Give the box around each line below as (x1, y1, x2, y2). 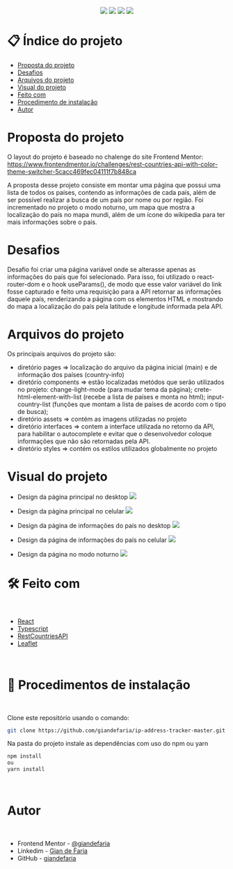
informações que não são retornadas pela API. (17, 437, 151, 445)
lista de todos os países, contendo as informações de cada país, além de (7, 188, 216, 196)
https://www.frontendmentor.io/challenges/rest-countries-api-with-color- (7, 160, 218, 168)
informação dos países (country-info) (17, 370, 125, 378)
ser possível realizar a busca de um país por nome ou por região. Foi (7, 196, 204, 204)
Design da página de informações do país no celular (17, 536, 167, 544)
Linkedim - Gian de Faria (17, 847, 88, 855)
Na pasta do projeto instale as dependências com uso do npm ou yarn (7, 740, 209, 748)
